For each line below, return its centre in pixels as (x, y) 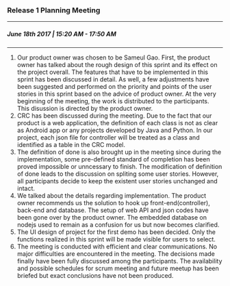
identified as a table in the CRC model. (71, 145)
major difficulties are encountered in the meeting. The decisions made (116, 254)
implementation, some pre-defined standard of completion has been (113, 159)
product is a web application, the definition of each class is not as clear (117, 123)
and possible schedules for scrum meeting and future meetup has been (118, 268)
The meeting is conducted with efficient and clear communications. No (117, 247)
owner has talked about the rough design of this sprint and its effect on (117, 65)
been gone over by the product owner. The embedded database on (112, 218)
